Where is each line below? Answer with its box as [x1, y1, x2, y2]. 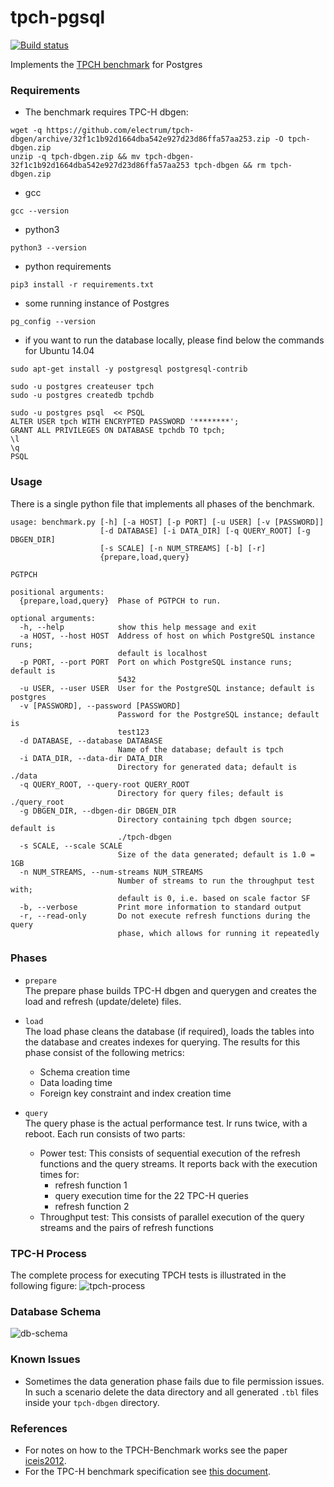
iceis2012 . [24, 1455, 67, 1467]
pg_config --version [10, 317, 97, 327]
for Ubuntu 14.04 [24, 345, 95, 357]
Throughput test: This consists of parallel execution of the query [39, 1211, 305, 1223]
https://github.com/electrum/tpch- [46, 126, 195, 136]
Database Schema [10, 1305, 102, 1319]
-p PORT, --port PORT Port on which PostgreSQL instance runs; [19, 657, 293, 667]
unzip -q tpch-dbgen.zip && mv [10, 152, 141, 162]
